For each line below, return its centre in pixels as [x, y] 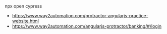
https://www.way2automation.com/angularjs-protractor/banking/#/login [87, 26]
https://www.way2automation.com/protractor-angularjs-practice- [80, 16]
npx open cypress [23, 6]
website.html [25, 21]
